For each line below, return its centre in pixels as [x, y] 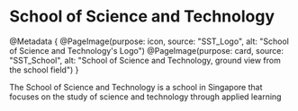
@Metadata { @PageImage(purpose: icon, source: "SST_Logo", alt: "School [149, 41]
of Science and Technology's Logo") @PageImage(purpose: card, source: [147, 50]
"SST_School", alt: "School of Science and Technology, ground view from [145, 60]
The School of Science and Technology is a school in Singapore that [136, 87]
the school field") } [44, 70]
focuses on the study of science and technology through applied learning [145, 97]
